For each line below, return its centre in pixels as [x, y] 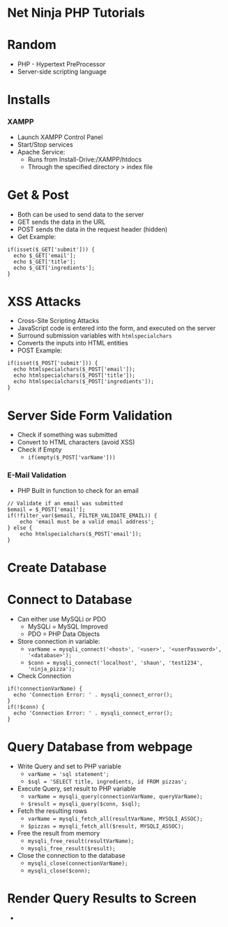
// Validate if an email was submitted [65, 503]
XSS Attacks [44, 301]
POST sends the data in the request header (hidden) [92, 229]
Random [32, 45]
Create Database [57, 567]
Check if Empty [39, 450]
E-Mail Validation [37, 475]
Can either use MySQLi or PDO [62, 619]
